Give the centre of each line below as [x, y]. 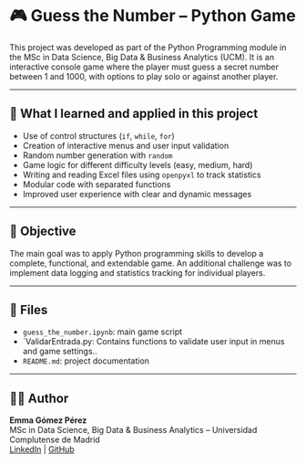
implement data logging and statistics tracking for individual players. [138, 272]
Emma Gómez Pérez [48, 420]
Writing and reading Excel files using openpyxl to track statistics [142, 174]
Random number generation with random [97, 155]
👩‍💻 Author [39, 398]
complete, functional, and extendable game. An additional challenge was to [151, 263]
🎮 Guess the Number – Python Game [153, 16]
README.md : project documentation [86, 361]
